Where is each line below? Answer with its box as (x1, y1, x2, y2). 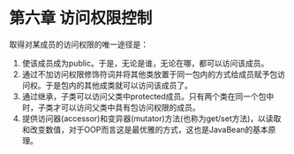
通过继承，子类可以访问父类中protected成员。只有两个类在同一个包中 (21, 90, 275, 102)
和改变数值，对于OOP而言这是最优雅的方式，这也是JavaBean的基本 (21, 124, 269, 135)
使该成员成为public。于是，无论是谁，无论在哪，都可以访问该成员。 (21, 58, 269, 68)
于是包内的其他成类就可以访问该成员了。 (45, 80, 192, 90)
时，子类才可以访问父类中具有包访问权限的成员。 (21, 102, 200, 112)
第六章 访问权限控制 (9, 8, 153, 28)
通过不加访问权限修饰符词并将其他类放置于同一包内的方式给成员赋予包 (21, 68, 278, 80)
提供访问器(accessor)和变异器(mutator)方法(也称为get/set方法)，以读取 (21, 112, 282, 124)
